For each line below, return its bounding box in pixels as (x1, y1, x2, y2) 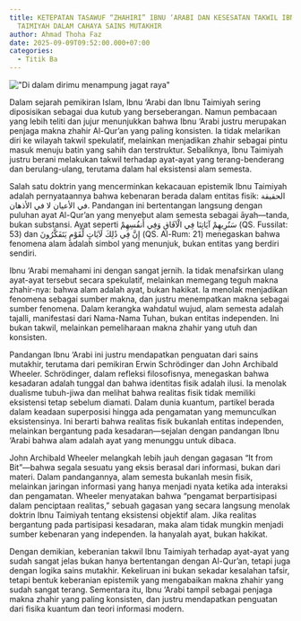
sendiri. (9, 248, 38, 258)
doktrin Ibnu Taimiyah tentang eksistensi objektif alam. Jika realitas (9, 510, 257, 520)
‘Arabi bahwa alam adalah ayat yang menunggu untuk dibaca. (9, 435, 236, 445)
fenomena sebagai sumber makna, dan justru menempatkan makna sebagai (9, 293, 289, 304)
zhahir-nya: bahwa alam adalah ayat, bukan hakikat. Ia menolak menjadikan (9, 284, 288, 294)
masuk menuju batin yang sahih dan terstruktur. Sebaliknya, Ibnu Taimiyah (9, 144, 284, 155)
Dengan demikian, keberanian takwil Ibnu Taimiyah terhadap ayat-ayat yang (9, 547, 289, 556)
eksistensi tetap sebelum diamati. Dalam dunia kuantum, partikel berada (9, 397, 275, 407)
